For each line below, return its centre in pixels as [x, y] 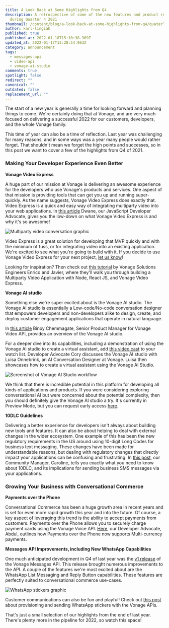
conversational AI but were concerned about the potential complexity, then [82, 395]
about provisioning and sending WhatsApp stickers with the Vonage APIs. [81, 605]
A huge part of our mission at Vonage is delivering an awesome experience [83, 184]
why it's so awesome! [28, 222]
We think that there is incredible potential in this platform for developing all [82, 384]
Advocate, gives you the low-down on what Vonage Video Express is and [81, 216]
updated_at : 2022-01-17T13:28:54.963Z [46, 43]
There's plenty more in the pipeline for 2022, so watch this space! [73, 620]
